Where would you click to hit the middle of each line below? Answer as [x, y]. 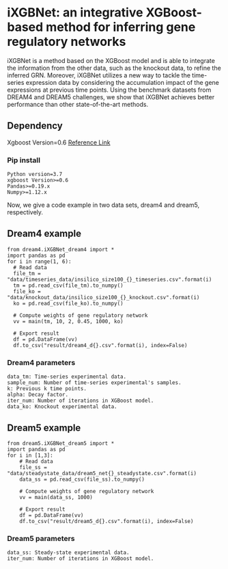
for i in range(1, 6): [39, 262]
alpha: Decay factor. [38, 395]
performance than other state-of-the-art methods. [78, 104]
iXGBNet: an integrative [75, 13]
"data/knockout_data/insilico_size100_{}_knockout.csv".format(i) [103, 297]
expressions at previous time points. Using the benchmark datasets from [109, 90]
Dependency [35, 126]
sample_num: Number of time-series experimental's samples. [95, 383]
